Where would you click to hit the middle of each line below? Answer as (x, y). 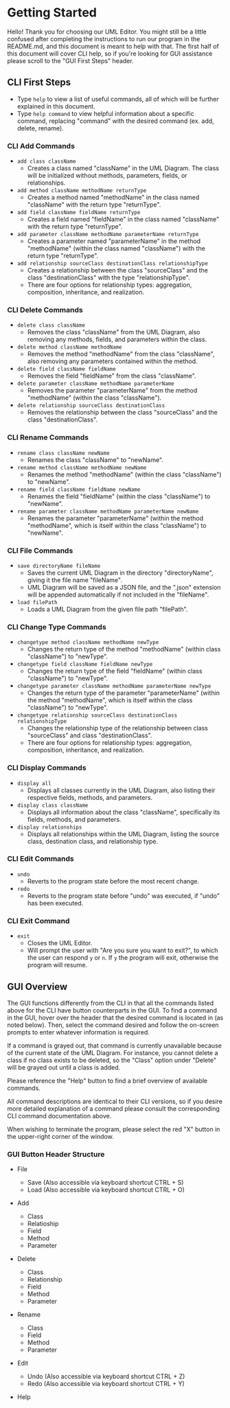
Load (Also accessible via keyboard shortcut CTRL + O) (106, 1190)
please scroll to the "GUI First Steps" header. (70, 60)
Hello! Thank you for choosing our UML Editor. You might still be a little (107, 32)
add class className (46, 162)
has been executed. (55, 903)
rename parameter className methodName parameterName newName (108, 511)
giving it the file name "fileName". (74, 580)
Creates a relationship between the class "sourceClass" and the (117, 270)
